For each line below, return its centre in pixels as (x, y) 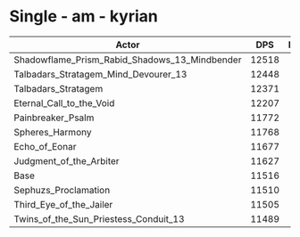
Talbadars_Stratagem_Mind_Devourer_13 (100, 74)
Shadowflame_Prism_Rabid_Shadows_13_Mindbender (128, 60)
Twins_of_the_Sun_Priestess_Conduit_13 (99, 218)
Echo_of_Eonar (45, 146)
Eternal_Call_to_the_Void (64, 102)
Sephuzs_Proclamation (62, 190)
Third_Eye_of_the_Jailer (63, 204)
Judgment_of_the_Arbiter (67, 160)
